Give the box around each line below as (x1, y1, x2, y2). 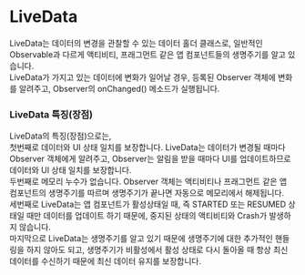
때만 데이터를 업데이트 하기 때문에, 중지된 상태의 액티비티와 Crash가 (25, 210, 268, 221)
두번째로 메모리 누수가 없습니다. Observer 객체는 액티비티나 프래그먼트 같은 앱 (9, 176, 288, 188)
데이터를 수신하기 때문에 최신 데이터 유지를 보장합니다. (9, 256, 202, 267)
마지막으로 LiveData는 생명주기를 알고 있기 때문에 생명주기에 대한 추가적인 (9, 233, 273, 244)
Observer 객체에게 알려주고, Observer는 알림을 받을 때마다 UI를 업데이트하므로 (9, 153, 291, 165)
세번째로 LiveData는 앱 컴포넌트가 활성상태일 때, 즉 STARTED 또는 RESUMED (9, 199, 287, 210)
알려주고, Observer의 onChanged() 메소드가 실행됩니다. (18, 83, 220, 94)
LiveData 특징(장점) (9, 107, 94, 120)
